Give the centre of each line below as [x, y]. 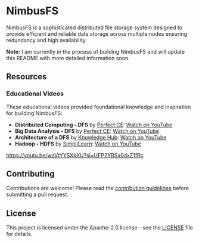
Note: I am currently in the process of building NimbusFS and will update [96, 51]
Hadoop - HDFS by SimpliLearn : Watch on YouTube [78, 144]
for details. [19, 234]
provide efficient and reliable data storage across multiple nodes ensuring [97, 33]
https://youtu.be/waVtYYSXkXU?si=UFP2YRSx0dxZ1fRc [75, 155]
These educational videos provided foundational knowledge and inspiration [99, 107]
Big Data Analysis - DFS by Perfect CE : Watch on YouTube [87, 131]
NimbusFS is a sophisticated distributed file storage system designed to [94, 27]
